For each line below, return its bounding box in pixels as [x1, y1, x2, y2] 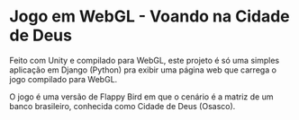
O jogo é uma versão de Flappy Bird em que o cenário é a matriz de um [9, 91, 274, 102]
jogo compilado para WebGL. [9, 73, 118, 84]
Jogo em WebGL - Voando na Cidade [9, 6, 290, 27]
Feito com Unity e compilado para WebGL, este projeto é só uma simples [9, 55, 280, 65]
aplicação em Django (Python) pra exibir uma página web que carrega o [9, 64, 277, 75]
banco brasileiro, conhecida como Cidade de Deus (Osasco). [9, 100, 236, 111]
